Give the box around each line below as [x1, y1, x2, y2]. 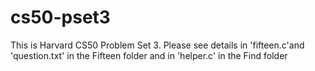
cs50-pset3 [10, 6, 111, 29]
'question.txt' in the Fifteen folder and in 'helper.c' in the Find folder [10, 49, 288, 61]
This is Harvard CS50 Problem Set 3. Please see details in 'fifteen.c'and [10, 39, 305, 51]
